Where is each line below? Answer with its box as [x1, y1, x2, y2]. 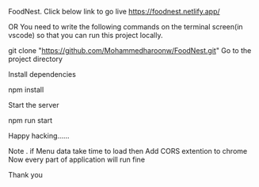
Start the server [8, 101, 59, 109]
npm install [8, 85, 44, 94]
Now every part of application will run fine [8, 155, 145, 164]
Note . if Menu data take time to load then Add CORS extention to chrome [8, 147, 248, 155]
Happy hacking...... [8, 131, 70, 140]
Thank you [8, 170, 44, 179]
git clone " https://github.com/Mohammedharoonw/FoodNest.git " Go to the [8, 46, 252, 55]
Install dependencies [8, 70, 77, 78]
